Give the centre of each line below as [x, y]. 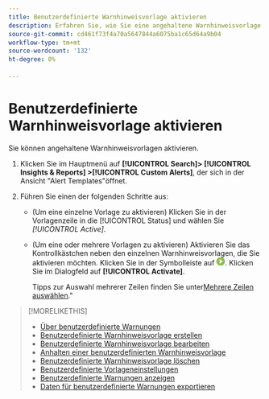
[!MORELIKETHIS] [58, 311]
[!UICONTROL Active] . [69, 228]
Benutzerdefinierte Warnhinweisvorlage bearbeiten [125, 343]
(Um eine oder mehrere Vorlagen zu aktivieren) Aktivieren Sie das [141, 245]
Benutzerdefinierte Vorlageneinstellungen [109, 369]
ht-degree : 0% [32, 60]
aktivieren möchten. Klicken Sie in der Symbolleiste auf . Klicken [143, 262]
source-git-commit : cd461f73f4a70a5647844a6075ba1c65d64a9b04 [115, 34]
